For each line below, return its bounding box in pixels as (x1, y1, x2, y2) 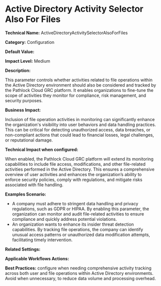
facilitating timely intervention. (12, 237, 73, 243)
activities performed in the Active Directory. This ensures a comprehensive (5, 166, 155, 172)
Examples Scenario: (5, 191, 47, 197)
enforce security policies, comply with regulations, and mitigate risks (5, 177, 143, 182)
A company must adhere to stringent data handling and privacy (12, 200, 139, 206)
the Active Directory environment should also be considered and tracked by (5, 82, 156, 88)
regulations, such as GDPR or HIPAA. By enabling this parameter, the (12, 206, 149, 212)
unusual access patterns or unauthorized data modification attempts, (12, 232, 150, 237)
